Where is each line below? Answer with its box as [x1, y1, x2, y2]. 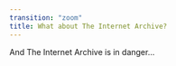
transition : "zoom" [9, 13, 83, 23]
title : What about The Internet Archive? [9, 22, 168, 31]
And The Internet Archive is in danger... [9, 46, 155, 57]
